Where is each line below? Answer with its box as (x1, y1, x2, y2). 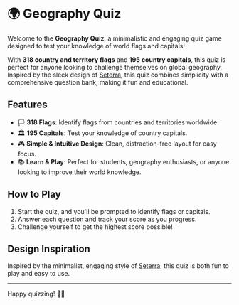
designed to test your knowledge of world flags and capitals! (7, 41, 185, 50)
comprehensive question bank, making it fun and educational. (7, 77, 188, 86)
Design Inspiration (7, 242, 90, 255)
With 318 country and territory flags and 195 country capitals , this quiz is (7, 55, 226, 64)
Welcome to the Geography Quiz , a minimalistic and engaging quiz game (7, 33, 222, 43)
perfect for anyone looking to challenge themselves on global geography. (7, 63, 223, 71)
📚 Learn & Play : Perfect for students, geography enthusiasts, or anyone (17, 157, 230, 166)
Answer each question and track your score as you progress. (17, 215, 197, 223)
